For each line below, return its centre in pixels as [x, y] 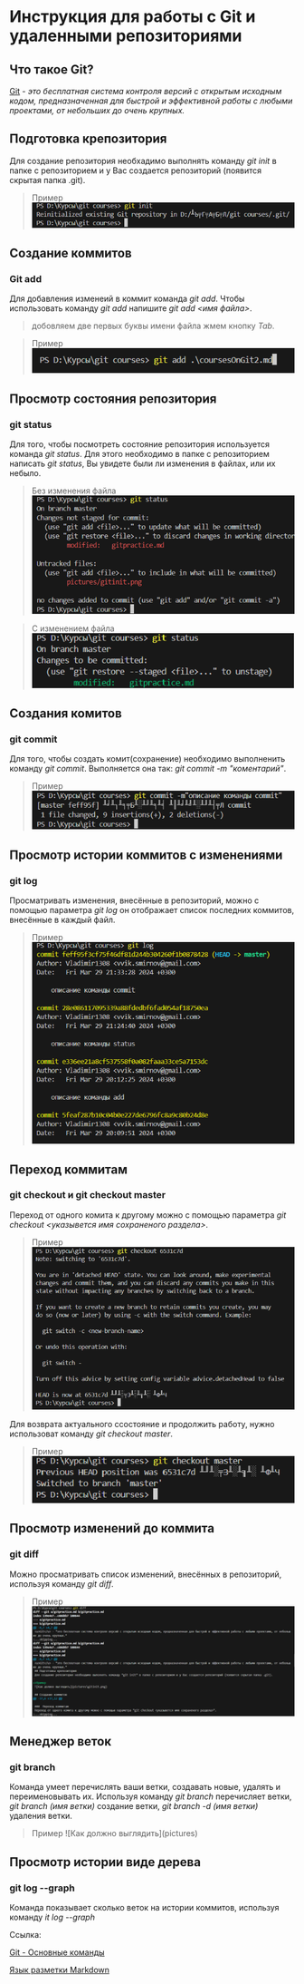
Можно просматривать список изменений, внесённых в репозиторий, [146, 1574]
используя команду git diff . [62, 1583]
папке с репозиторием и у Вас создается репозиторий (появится [136, 170]
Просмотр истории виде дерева [105, 1862]
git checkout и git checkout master [87, 1195]
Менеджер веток [60, 1741]
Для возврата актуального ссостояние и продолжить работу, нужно [142, 1425]
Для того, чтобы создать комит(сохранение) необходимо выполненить [147, 759]
